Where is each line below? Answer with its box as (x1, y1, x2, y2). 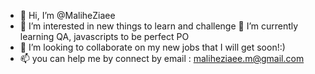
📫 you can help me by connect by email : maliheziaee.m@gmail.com (19, 53, 305, 64)
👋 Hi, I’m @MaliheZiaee (19, 10, 116, 21)
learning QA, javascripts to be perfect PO (19, 31, 190, 42)
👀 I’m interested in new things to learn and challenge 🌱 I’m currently (19, 20, 299, 32)
